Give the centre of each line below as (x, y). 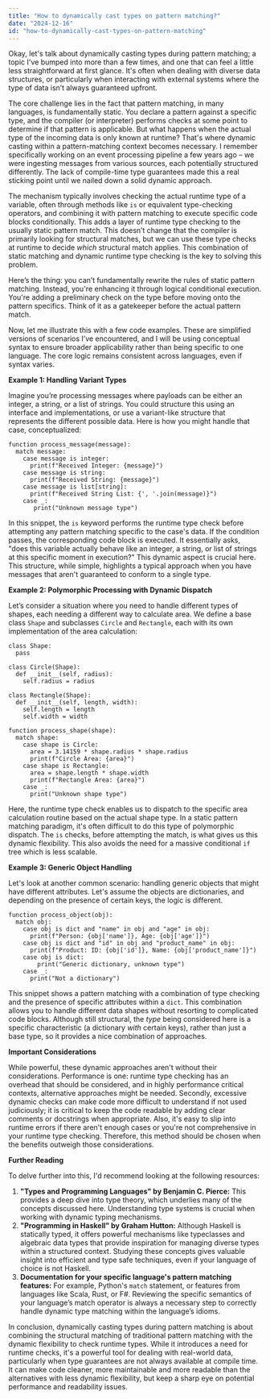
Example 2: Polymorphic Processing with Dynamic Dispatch (110, 590)
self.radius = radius (59, 682)
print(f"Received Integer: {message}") (96, 466)
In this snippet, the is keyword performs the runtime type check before (126, 523)
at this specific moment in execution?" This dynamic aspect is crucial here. (132, 558)
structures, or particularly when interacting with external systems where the (134, 79)
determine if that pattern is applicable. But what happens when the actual (130, 129)
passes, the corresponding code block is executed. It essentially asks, (125, 540)
